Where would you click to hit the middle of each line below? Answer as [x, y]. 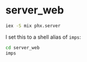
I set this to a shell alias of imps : [43, 37]
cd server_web [23, 47]
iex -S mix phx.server [33, 26]
